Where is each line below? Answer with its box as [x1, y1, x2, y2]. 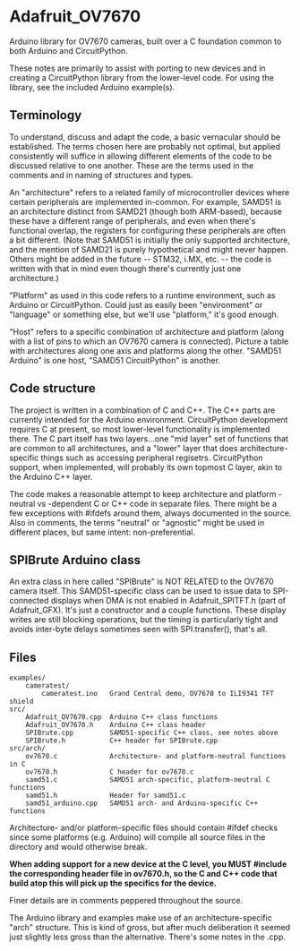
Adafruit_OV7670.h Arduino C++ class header [25, 721, 206, 730]
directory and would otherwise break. [9, 842, 148, 852]
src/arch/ [9, 744, 47, 753]
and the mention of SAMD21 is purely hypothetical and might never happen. [9, 244, 288, 254]
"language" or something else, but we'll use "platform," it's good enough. [9, 309, 279, 320]
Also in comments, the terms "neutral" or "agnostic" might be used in [9, 517, 265, 527]
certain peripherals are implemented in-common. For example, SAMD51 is [9, 196, 282, 207]
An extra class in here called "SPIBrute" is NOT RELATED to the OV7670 [9, 576, 275, 587]
